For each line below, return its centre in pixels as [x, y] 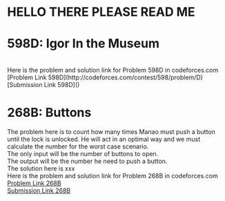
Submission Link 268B [39, 191]
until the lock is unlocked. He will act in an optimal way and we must [104, 140]
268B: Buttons [49, 113]
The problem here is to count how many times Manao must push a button [111, 132]
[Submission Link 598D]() [43, 85]
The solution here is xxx [41, 169]
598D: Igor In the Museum [84, 44]
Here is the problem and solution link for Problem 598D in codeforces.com [113, 70]
